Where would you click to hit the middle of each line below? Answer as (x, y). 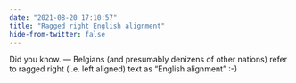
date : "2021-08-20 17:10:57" (63, 17)
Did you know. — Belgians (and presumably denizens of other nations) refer (148, 60)
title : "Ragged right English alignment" (87, 26)
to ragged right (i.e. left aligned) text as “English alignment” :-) (123, 69)
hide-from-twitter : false (57, 34)
